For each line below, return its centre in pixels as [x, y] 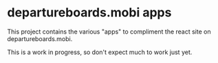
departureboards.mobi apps [89, 13]
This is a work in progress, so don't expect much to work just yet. [100, 52]
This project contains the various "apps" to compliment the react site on [109, 32]
